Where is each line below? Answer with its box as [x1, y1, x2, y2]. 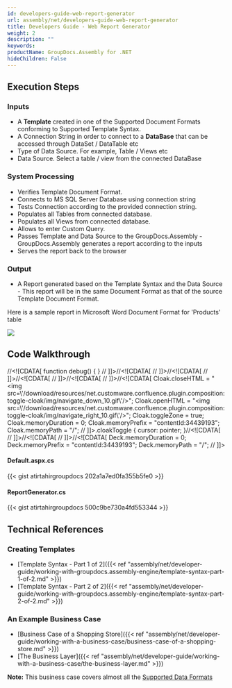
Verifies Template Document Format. [17, 187, 123, 196]
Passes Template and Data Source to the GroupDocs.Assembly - [17, 232, 203, 240]
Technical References [7, 523, 104, 535]
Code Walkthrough [7, 349, 90, 360]
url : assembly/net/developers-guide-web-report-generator [7, 17, 179, 24]
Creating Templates [7, 544, 75, 554]
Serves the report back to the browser [17, 246, 127, 255]
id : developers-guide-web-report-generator [7, 10, 135, 17]
